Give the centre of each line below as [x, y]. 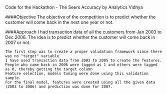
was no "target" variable [32, 56]
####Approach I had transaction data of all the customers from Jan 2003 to [83, 32]
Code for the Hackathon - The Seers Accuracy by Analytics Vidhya [74, 7]
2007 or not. [18, 42]
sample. [13, 78]
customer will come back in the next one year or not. [59, 22]
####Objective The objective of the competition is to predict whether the [80, 17]
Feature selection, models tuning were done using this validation [77, 73]
